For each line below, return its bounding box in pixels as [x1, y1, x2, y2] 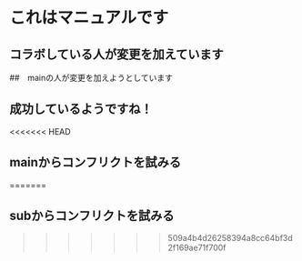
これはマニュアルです [9, 7, 169, 28]
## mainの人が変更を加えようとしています [9, 73, 174, 83]
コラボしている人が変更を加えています [9, 46, 225, 62]
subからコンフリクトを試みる [9, 208, 175, 224]
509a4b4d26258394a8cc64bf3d [167, 233, 293, 244]
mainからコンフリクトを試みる [9, 155, 182, 170]
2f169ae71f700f [167, 242, 226, 254]
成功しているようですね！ [9, 101, 153, 117]
